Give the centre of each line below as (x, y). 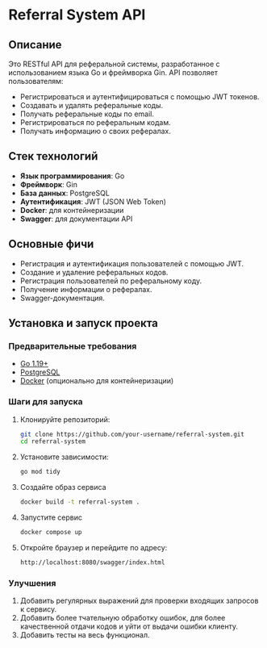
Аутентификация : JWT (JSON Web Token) (93, 201)
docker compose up (51, 533)
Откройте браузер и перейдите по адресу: (94, 547)
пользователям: (36, 81)
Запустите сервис (51, 517)
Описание (35, 45)
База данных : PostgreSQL (65, 193)
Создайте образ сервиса (63, 487)
